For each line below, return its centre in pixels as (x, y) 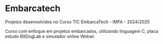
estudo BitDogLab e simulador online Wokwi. (50, 36)
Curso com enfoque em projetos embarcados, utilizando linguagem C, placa (82, 31)
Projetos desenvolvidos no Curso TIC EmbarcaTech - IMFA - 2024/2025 (77, 22)
